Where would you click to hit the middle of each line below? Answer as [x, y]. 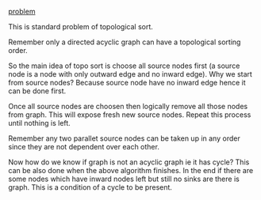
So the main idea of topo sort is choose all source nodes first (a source [124, 66]
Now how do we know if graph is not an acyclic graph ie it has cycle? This [129, 162]
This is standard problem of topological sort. [81, 26]
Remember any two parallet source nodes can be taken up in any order [124, 138]
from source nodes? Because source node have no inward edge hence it [127, 83]
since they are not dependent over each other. [84, 147]
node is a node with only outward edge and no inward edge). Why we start [130, 74]
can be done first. [37, 91]
